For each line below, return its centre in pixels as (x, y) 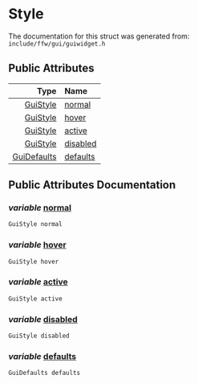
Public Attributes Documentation (92, 185)
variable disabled (43, 319)
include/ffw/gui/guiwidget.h (57, 44)
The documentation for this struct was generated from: (99, 36)
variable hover (37, 245)
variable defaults (42, 356)
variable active (38, 282)
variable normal (40, 208)
